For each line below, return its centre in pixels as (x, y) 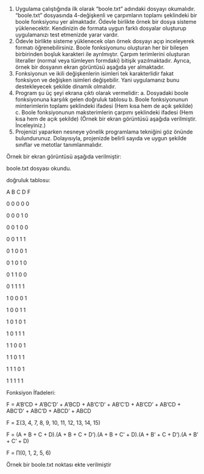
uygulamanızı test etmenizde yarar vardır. (67, 35)
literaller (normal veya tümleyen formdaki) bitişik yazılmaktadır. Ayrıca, (103, 61)
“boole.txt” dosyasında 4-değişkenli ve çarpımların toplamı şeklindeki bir (106, 15)
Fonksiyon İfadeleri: (31, 393)
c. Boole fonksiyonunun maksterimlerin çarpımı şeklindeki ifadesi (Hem (104, 112)
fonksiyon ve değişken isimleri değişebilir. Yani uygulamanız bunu (97, 80)
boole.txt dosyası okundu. (39, 168)
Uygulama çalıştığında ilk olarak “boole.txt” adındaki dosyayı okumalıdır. (105, 9)
